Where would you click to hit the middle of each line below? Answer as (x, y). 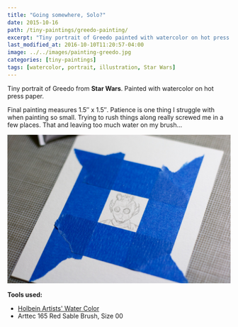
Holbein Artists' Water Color (58, 309)
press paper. (26, 96)
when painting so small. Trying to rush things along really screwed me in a (115, 117)
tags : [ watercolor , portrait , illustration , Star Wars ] (91, 67)
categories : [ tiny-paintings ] (52, 60)
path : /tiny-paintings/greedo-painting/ (68, 30)
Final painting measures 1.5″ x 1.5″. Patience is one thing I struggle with (111, 109)
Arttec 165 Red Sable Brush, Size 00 (70, 316)
